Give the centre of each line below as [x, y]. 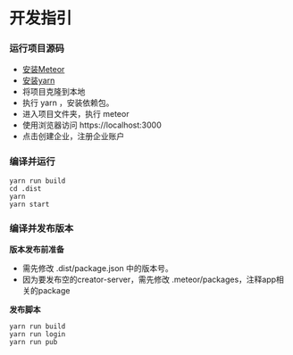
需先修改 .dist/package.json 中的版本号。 [98, 268]
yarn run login [38, 334]
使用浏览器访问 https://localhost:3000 [92, 125]
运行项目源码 [37, 48]
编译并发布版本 [42, 228]
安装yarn [38, 80]
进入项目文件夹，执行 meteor [75, 114]
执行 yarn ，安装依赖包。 [68, 103]
